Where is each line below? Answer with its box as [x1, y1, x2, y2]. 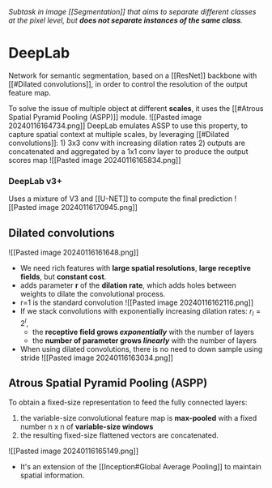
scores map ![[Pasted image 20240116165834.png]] [8, 155, 181, 165]
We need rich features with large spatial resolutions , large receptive [19, 263, 251, 273]
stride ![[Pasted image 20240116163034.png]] [19, 353, 174, 362]
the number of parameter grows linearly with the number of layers [32, 336, 257, 345]
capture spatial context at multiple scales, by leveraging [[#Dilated [8, 129, 229, 139]
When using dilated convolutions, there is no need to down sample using [19, 344, 263, 353]
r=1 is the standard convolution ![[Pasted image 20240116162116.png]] [19, 298, 254, 307]
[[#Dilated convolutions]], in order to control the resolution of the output [8, 79, 249, 88]
